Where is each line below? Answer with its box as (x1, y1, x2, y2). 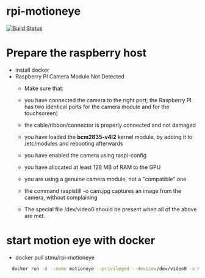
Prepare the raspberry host (6, 46, 147, 60)
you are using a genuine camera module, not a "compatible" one (24, 175, 187, 182)
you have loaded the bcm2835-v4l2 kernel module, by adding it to (24, 133, 193, 140)
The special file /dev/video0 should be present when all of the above (24, 205, 197, 212)
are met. (24, 212, 46, 219)
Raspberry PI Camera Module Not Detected (15, 72, 125, 80)
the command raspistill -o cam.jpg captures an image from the (24, 187, 182, 194)
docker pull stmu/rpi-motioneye (15, 254, 95, 261)
